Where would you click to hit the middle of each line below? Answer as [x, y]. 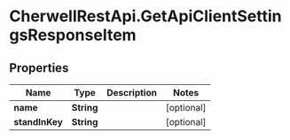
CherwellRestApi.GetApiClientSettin [145, 16]
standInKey [39, 122]
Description [132, 93]
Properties [39, 68]
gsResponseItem [73, 35]
